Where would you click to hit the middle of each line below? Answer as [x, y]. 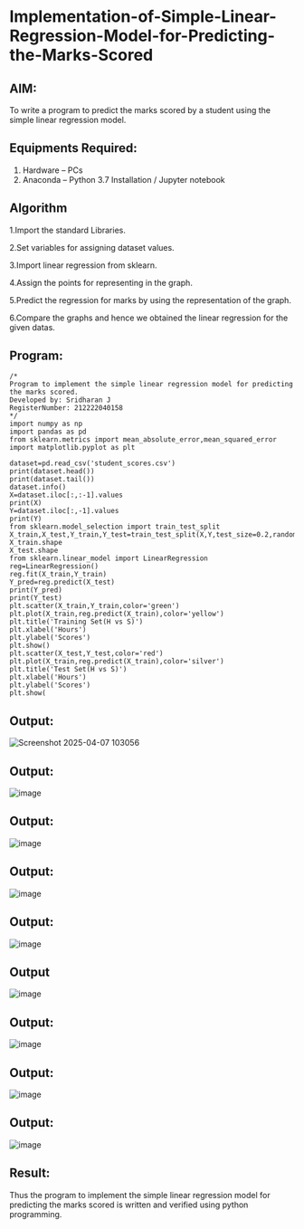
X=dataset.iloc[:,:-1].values [66, 495]
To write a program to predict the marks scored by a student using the [140, 110]
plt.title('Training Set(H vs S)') [76, 622]
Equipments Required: [73, 148]
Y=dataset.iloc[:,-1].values [64, 511]
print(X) [26, 503]
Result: [30, 1173]
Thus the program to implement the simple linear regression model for [140, 1195]
